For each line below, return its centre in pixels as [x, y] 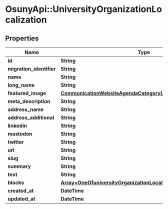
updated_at [21, 199]
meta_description [29, 101]
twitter [16, 142]
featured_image [27, 93]
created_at [21, 191]
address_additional [31, 117]
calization [26, 20]
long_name [21, 85]
